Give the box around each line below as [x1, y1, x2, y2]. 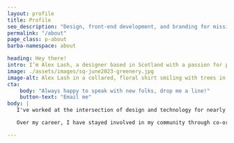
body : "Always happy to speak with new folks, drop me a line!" [19, 87, 210, 94]
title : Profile [7, 17, 52, 24]
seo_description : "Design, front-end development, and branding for [7, 23, 210, 30]
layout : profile [7, 10, 54, 17]
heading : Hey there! [7, 55, 68, 62]
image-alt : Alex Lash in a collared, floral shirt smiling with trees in [7, 74, 226, 81]
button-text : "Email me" [19, 94, 92, 101]
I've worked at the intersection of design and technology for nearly [16, 107, 226, 114]
